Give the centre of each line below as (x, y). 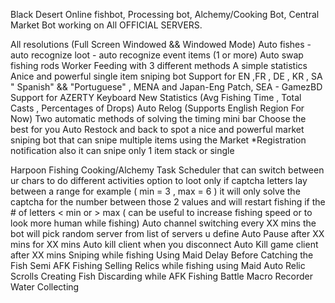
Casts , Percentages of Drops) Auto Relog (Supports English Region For (157, 108)
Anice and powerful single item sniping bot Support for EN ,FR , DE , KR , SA (166, 76)
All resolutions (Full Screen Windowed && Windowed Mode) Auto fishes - (161, 44)
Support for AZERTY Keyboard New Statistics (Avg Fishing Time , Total (156, 97)
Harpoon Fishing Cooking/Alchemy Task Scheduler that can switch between (167, 170)
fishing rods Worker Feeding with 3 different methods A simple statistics (159, 65)
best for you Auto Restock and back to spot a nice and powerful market (157, 129)
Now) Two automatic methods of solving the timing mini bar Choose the (158, 118)
